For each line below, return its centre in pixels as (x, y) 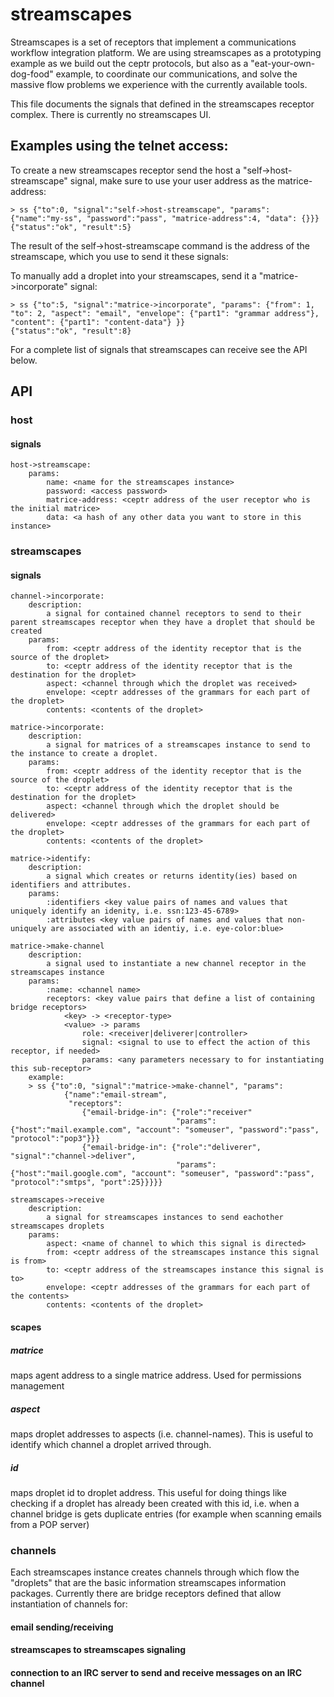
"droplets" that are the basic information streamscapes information (148, 1583)
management (37, 1385)
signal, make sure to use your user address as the (172, 180)
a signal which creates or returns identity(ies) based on (172, 876)
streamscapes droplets (57, 1226)
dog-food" (32, 74)
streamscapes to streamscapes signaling (98, 1650)
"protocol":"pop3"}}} (55, 1139)
